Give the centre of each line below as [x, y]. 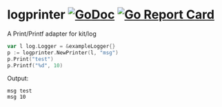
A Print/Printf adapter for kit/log [52, 34]
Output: [18, 78]
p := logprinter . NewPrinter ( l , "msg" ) [63, 52]
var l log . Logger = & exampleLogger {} [61, 46]
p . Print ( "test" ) [30, 59]
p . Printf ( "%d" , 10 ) [35, 65]
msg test [20, 91]
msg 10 [17, 97]
